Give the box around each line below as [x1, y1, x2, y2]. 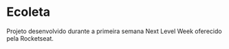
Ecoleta [6, 4, 51, 20]
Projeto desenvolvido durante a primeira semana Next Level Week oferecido [6, 27, 222, 35]
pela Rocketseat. [6, 34, 54, 42]
